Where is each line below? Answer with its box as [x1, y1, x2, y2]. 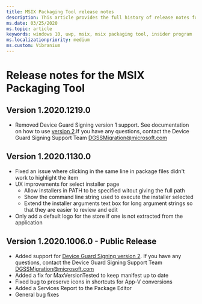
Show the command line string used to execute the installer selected [23, 193, 194, 200]
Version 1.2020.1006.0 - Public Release [6, 236, 157, 247]
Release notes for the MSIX [6, 69, 145, 82]
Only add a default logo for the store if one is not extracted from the [14, 212, 183, 220]
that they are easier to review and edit [23, 206, 118, 213]
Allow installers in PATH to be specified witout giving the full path [23, 186, 185, 194]
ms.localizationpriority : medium [6, 37, 90, 43]
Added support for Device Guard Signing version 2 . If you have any [14, 252, 182, 259]
